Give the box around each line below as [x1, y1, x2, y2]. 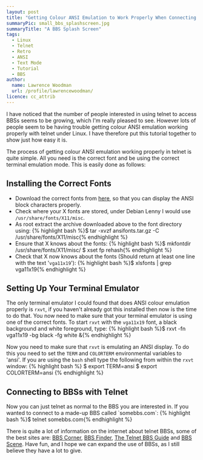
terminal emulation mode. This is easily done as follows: [6, 160, 146, 168]
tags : [6, 32, 20, 38]
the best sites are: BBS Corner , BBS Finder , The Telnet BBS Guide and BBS [6, 434, 192, 441]
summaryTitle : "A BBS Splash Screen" [6, 26, 102, 32]
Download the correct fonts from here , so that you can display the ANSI [15, 194, 194, 202]
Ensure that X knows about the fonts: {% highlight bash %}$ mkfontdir [15, 239, 191, 247]
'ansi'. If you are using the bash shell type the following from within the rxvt [6, 356, 194, 363]
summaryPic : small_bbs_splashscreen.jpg [6, 20, 110, 26]
